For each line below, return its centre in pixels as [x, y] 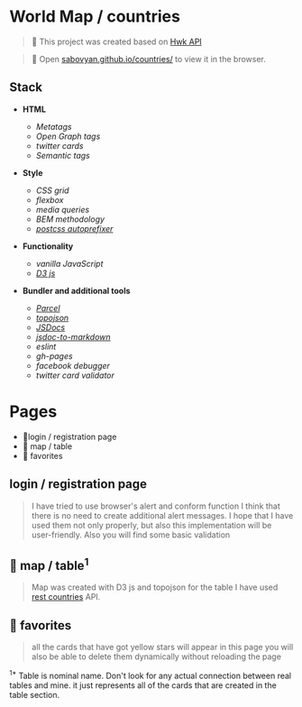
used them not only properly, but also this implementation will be [151, 525]
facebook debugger [73, 365]
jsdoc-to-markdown [73, 336]
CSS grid [52, 190]
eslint [46, 346]
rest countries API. [66, 597]
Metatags [54, 126]
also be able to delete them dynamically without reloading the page [156, 656]
